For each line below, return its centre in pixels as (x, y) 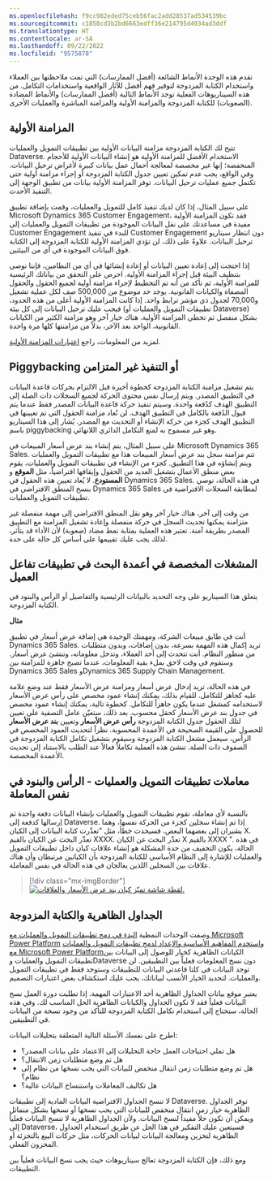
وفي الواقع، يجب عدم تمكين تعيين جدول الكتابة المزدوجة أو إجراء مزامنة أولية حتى (132, 173)
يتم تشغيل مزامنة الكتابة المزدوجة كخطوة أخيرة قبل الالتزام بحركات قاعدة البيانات (132, 386)
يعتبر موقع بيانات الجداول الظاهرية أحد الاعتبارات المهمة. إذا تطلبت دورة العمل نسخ (133, 994)
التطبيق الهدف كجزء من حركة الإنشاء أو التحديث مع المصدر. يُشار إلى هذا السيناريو (132, 421)
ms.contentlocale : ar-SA (51, 39)
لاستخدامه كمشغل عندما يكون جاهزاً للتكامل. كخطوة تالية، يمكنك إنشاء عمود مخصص (136, 704)
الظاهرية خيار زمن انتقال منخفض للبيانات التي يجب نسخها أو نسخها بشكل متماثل (130, 1110)
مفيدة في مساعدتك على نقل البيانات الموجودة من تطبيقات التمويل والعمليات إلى (130, 223)
